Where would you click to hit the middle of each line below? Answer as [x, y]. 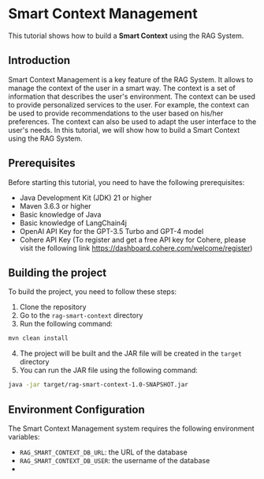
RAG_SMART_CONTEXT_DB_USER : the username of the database [115, 460]
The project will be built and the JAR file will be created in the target [130, 353]
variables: [24, 436]
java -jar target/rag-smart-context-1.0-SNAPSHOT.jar [99, 385]
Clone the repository [53, 307]
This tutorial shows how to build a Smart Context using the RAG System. [126, 36]
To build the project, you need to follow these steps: [93, 292]
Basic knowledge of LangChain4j [73, 223]
